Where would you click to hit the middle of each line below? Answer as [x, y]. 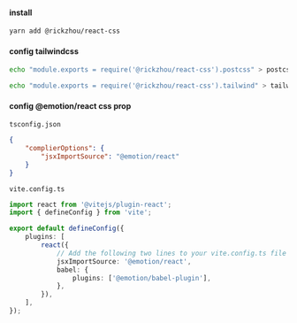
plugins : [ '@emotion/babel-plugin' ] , [142, 278]
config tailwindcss [44, 51]
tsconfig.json [35, 125]
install [21, 12]
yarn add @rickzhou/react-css [65, 31]
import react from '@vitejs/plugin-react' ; [91, 204]
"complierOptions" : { [65, 149]
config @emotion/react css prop [70, 105]
